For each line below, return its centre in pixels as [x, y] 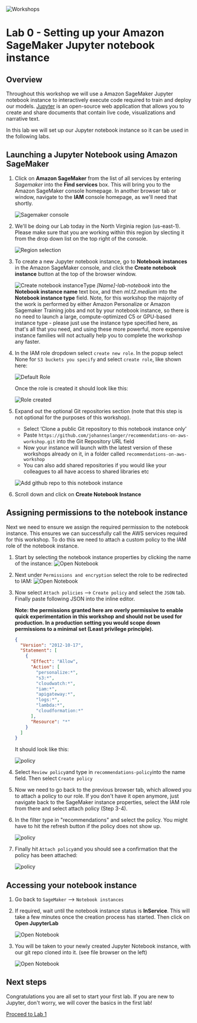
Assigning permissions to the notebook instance [97, 513]
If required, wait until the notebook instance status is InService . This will [102, 911]
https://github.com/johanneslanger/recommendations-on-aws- [114, 436]
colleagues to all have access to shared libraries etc [86, 471]
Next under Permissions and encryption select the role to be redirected [101, 574]
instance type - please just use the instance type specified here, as [96, 323]
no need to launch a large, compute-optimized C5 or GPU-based [93, 316]
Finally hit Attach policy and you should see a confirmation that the [96, 849]
